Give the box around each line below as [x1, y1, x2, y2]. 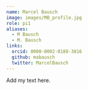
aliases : [6, 26, 28, 32]
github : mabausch [11, 54, 55, 60]
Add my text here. [6, 77, 51, 84]
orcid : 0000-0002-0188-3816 [11, 49, 83, 55]
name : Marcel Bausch [6, 9, 58, 15]
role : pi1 [6, 20, 31, 26]
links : [6, 43, 23, 49]
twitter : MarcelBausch [11, 60, 69, 66]
